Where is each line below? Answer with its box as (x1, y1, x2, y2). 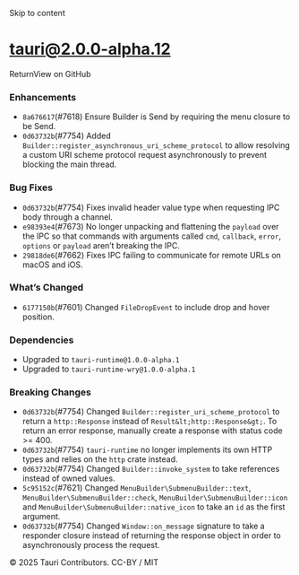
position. (21, 311, 56, 322)
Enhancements (9, 91, 77, 103)
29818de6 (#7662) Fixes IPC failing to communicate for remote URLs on (21, 249, 282, 260)
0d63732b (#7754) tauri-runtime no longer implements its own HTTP (21, 444, 273, 456)
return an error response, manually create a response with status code (21, 425, 284, 436)
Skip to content (9, 8, 65, 18)
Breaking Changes (9, 386, 92, 398)
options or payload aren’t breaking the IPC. (21, 240, 181, 250)
